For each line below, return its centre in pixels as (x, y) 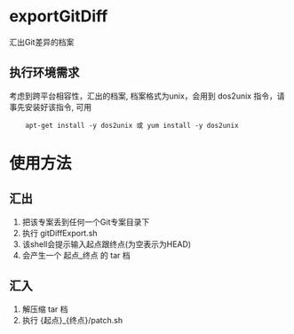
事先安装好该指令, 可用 (50, 107)
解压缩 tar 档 (45, 309)
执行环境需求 (44, 73)
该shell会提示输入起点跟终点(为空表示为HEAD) (107, 244)
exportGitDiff (59, 16)
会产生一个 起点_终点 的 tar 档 (76, 255)
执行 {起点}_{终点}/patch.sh (72, 320)
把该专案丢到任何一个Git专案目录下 (86, 222)
